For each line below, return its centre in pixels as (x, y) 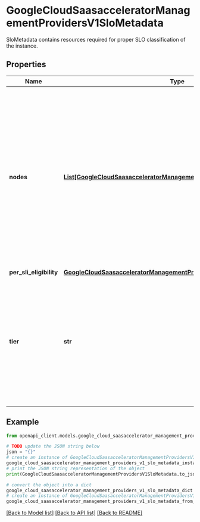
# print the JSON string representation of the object (76, 468)
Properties (26, 65)
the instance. (22, 46)
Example (23, 422)
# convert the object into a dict (49, 485)
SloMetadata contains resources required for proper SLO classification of (96, 39)
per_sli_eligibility (34, 272)
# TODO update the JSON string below (53, 446)
